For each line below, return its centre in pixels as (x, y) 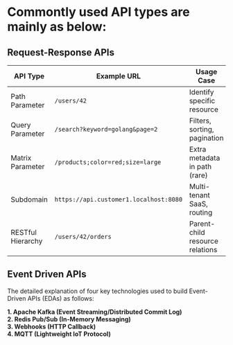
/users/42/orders (83, 237)
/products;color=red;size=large (108, 162)
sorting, (201, 129)
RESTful (24, 232)
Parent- (202, 224)
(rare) (198, 175)
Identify (201, 92)
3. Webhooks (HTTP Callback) (52, 326)
